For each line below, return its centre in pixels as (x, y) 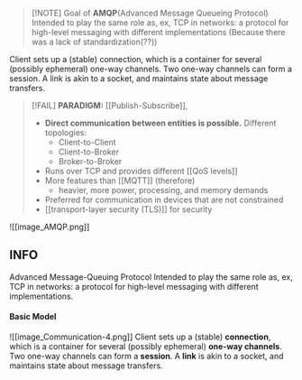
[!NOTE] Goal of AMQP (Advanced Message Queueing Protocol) (150, 13)
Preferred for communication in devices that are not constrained (164, 199)
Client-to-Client (87, 142)
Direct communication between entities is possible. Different (160, 123)
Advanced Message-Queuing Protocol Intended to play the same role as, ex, (151, 277)
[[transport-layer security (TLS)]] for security (128, 209)
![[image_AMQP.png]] (50, 227)
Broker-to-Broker (90, 161)
